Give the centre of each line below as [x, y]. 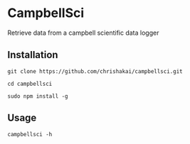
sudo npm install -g [38, 96]
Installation [33, 55]
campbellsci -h [30, 134]
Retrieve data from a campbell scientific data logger [83, 33]
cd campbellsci [30, 84]
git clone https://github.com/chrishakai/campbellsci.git [95, 71]
